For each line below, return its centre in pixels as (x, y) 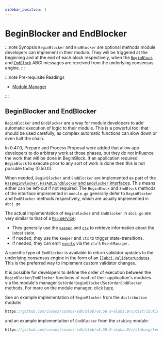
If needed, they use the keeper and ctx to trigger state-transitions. (78, 238)
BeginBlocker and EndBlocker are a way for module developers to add (74, 123)
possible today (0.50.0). (29, 169)
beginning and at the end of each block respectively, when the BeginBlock (79, 57)
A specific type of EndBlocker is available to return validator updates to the (79, 253)
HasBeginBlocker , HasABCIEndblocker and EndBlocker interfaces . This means (80, 183)
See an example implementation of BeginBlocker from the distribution (76, 298)
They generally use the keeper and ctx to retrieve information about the (83, 228)
